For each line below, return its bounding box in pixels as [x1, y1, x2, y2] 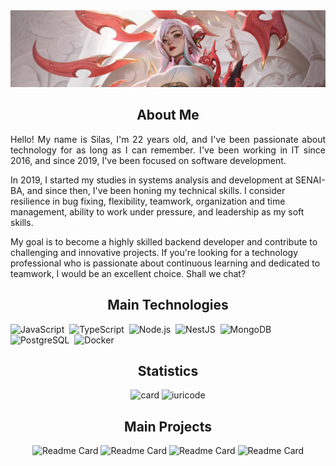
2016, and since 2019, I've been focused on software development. [10, 154, 287, 166]
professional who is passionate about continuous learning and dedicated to [10, 257, 321, 269]
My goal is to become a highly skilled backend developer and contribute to [10, 235, 318, 248]
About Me [136, 107, 200, 124]
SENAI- [294, 174, 326, 186]
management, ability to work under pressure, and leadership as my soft [10, 205, 305, 218]
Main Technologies [107, 297, 229, 314]
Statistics [137, 363, 199, 380]
